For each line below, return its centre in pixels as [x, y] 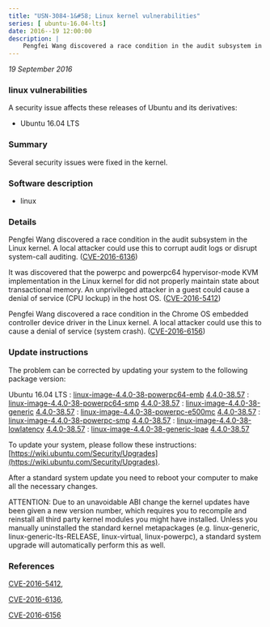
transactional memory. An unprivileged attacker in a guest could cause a [129, 290]
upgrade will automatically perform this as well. [87, 545]
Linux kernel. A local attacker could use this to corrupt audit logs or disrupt [133, 248]
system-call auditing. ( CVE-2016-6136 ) [73, 257]
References [32, 566]
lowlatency [26, 429]
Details [23, 221]
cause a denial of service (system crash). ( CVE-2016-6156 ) [107, 331]
